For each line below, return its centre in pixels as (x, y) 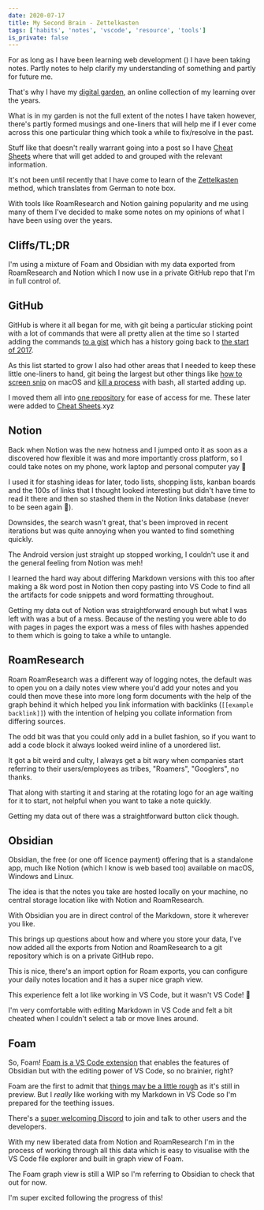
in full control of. (35, 281)
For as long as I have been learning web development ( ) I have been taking (129, 60)
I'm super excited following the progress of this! (86, 1198)
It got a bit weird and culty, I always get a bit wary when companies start (126, 760)
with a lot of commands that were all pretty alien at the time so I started (124, 333)
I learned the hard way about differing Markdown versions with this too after (132, 578)
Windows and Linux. (41, 877)
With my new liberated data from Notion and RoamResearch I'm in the (121, 1142)
